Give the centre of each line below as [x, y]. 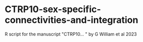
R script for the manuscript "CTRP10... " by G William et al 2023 [71, 34]
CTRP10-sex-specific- [53, 9]
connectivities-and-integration [71, 20]
